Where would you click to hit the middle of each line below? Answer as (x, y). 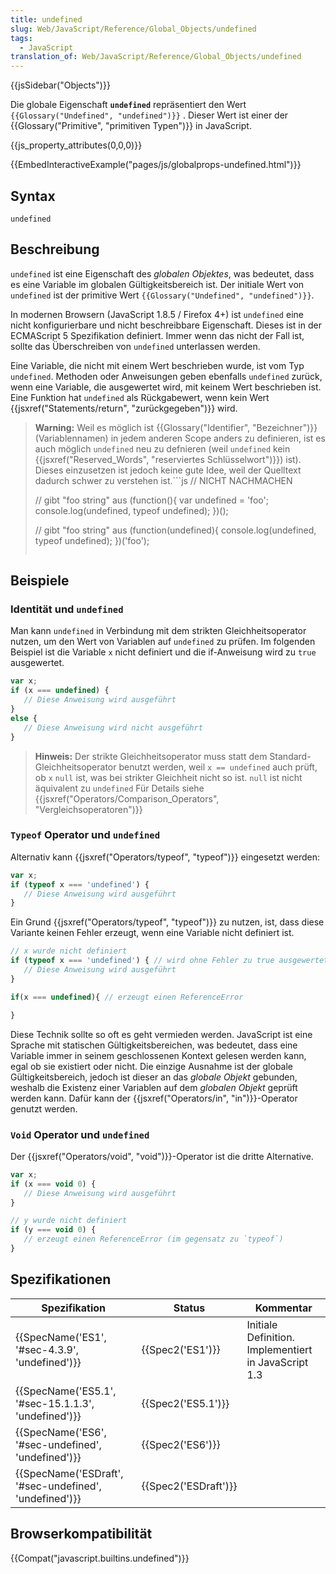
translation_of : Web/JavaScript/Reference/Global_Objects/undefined (156, 57)
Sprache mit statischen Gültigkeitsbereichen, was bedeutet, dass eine (154, 1045)
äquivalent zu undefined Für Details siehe (119, 788)
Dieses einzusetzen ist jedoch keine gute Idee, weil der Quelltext (168, 470)
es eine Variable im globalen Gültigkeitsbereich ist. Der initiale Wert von (157, 284)
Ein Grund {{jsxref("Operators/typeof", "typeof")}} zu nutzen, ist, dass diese (167, 922)
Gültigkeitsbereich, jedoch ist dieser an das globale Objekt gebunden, (154, 1077)
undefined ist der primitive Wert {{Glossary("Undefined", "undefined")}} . (162, 295)
